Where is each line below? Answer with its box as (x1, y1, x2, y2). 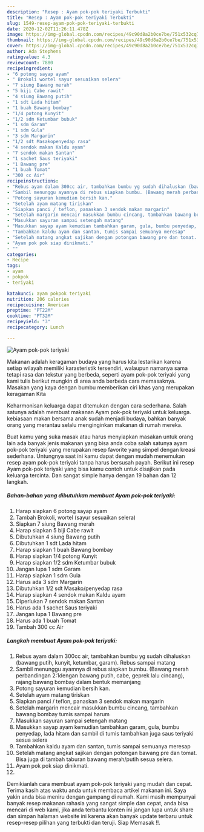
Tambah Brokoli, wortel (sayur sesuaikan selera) (15, 514, 136, 521)
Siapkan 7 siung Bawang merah (15, 520, 95, 528)
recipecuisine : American (7, 301, 70, 308)
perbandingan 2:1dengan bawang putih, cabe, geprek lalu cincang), (15, 671, 185, 679)
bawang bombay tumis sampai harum (15, 710, 110, 717)
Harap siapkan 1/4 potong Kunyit (15, 552, 97, 560)
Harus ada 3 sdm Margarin (15, 578, 82, 585)
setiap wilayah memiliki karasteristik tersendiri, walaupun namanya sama (7, 364, 188, 372)
